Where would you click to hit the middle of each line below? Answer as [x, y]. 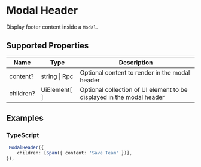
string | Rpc [57, 76]
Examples [25, 118]
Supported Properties [48, 46]
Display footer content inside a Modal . [52, 27]
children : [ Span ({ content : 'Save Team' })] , [75, 153]
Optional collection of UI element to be [134, 89]
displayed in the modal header [122, 97]
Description [136, 62]
